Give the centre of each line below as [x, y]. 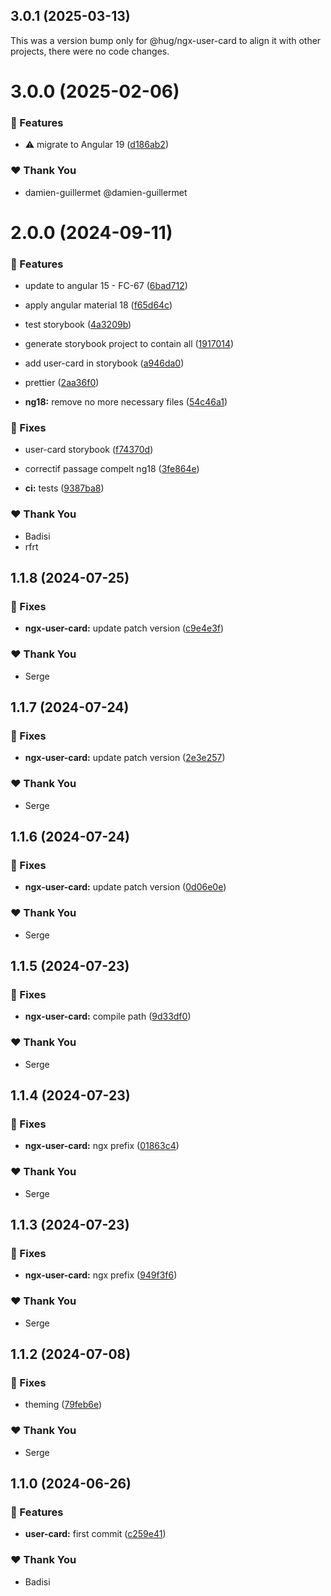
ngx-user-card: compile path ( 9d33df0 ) [108, 1016]
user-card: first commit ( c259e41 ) [95, 1534]
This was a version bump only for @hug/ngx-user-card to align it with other [166, 40]
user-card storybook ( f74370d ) [89, 450]
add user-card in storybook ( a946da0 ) [104, 363]
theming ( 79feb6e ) [63, 1405]
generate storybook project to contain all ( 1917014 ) [129, 344]
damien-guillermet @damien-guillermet [106, 192]
